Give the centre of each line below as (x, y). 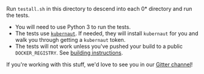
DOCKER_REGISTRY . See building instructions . (69, 53)
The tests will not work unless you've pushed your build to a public (99, 46)
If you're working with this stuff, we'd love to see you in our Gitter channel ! (100, 64)
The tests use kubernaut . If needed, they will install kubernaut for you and (107, 33)
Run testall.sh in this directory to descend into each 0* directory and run (99, 9)
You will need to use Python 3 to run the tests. (73, 27)
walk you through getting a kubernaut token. (70, 40)
